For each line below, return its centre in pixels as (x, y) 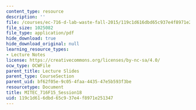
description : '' (26, 17)
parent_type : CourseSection (40, 76)
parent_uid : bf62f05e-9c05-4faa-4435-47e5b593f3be (69, 82)
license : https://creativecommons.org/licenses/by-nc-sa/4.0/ (83, 60)
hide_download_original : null (43, 44)
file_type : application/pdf (40, 33)
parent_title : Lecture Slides (43, 71)
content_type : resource (35, 11)
